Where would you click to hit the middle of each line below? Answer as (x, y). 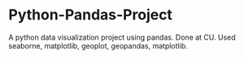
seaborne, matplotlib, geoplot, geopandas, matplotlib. (98, 45)
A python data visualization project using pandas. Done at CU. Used (122, 37)
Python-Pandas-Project (91, 15)
